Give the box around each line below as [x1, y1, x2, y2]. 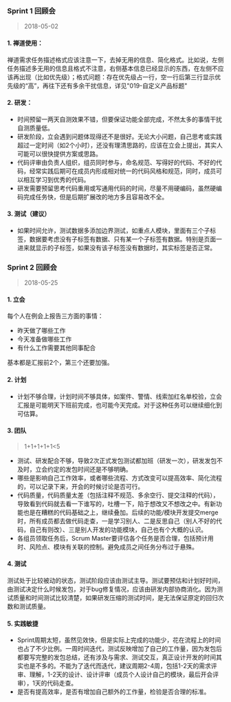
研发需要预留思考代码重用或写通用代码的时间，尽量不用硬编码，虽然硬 [16, 184, 217, 192]
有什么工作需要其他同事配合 [16, 343, 96, 352]
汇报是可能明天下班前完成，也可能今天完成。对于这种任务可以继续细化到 [16, 401, 222, 409]
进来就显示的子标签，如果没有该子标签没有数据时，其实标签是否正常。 [16, 243, 217, 252]
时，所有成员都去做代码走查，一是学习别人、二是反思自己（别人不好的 [16, 517, 217, 525]
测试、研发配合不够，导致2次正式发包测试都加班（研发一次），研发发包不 [16, 457, 223, 465]
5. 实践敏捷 [7, 619, 38, 628]
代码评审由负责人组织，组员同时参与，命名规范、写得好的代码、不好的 [16, 158, 217, 166]
